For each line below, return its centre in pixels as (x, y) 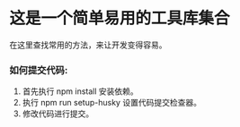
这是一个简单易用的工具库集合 (120, 18)
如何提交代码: (39, 70)
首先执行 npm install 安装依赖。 (80, 91)
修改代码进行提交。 (58, 114)
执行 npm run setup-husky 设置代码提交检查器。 (112, 103)
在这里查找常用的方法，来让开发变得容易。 (88, 45)
